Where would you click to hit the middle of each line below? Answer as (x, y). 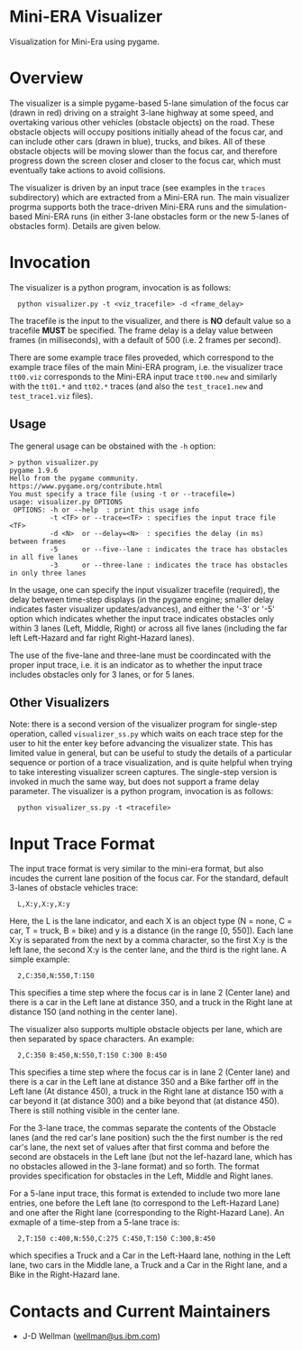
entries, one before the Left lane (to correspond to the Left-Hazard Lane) (144, 1203)
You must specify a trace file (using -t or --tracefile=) (123, 494)
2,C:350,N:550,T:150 (56, 976)
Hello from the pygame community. (74, 478)
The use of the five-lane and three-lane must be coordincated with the (140, 655)
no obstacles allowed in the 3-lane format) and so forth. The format (134, 1167)
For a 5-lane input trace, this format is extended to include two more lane (145, 1194)
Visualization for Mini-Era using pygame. (85, 42)
